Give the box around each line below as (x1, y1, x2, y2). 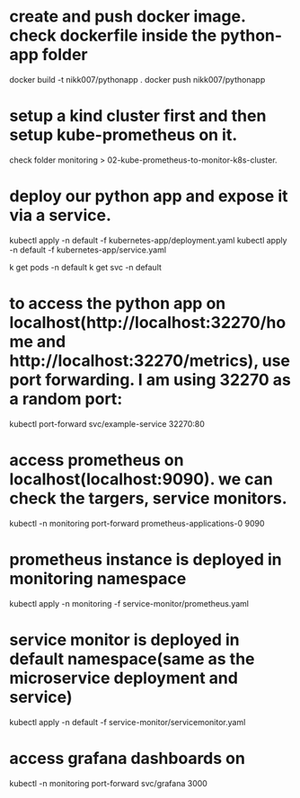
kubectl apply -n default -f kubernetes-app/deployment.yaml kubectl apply (9, 235, 287, 245)
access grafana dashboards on (9, 748, 245, 768)
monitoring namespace (9, 568, 187, 589)
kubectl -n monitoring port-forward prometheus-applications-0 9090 (9, 518, 265, 528)
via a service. (9, 205, 112, 226)
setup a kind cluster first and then (9, 106, 267, 127)
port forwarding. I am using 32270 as (9, 370, 292, 390)
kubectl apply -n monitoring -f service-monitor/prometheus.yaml (9, 598, 250, 608)
